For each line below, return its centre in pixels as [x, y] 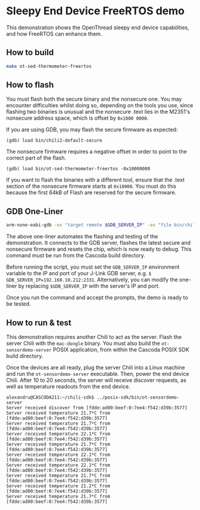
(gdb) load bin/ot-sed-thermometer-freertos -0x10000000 [78, 169]
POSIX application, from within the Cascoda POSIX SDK [121, 349]
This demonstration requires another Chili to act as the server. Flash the [94, 337]
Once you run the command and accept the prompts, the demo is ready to [97, 298]
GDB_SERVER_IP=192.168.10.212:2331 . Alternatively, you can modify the [92, 280]
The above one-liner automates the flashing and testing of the [82, 237]
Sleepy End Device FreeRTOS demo [95, 11]
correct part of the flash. [36, 158]
